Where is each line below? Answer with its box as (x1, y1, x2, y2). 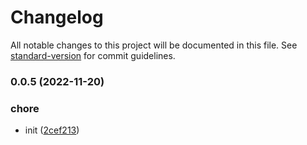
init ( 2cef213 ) (24, 124, 80, 136)
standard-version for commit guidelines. (10, 49, 176, 61)
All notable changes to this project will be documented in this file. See (10, 39, 298, 51)
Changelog (10, 6, 104, 29)
